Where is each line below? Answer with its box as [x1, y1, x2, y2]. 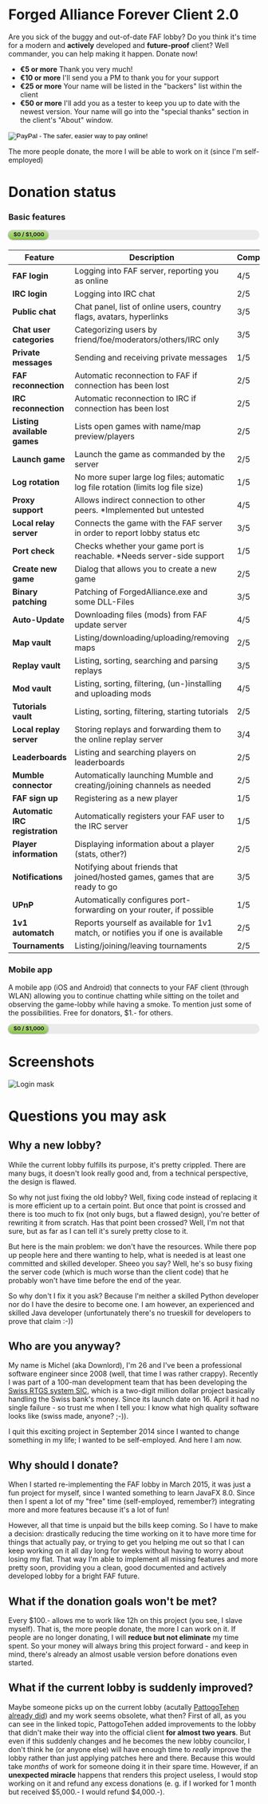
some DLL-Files [74, 597, 135, 608]
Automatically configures [74, 895, 169, 906]
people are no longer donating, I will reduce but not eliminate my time [8, 1633, 239, 1642]
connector [12, 780, 53, 791]
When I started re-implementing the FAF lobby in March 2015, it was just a [8, 1479, 251, 1489]
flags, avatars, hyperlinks [74, 311, 169, 322]
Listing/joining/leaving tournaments [74, 940, 207, 951]
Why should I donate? [8, 1458, 119, 1472]
